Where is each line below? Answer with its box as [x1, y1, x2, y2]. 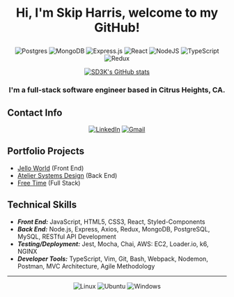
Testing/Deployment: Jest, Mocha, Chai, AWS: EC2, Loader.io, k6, [17, 239, 209, 248]
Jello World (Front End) [17, 164, 84, 172]
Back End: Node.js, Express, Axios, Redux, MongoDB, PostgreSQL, [17, 224, 210, 233]
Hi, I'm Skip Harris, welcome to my [15, 5, 219, 21]
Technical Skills [7, 199, 77, 211]
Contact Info [7, 107, 63, 119]
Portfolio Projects [7, 145, 85, 158]
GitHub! [93, 20, 141, 36]
